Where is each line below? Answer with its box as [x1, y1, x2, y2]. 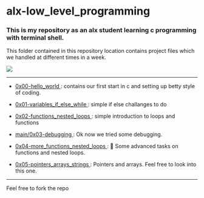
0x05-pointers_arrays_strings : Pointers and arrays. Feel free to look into [15, 161, 197, 168]
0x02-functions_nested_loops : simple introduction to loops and [15, 112, 175, 120]
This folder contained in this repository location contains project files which [6, 47, 195, 55]
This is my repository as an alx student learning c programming [6, 26, 197, 35]
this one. [15, 167, 38, 174]
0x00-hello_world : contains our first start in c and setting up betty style [15, 83, 195, 90]
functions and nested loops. [15, 149, 86, 156]
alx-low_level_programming [6, 4, 151, 18]
